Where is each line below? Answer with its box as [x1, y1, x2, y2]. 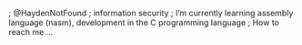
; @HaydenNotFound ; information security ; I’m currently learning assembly [8, 8, 294, 18]
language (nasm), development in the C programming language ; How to [8, 17, 279, 28]
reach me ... [8, 27, 54, 37]
